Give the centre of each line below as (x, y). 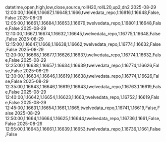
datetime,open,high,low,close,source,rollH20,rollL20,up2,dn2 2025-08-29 (81, 7)
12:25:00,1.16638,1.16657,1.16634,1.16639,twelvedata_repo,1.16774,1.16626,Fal (82, 65)
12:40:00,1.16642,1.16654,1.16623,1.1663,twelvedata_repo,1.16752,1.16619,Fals (82, 97)
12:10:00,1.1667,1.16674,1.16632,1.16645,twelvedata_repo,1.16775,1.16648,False (83, 34)
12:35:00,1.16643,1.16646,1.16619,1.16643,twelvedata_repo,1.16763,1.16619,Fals (83, 86)
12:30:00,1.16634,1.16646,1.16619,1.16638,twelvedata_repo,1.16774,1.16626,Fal (82, 76)
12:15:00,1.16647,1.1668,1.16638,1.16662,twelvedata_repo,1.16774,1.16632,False (83, 44)
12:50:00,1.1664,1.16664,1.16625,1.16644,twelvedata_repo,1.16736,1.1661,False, (83, 118)
